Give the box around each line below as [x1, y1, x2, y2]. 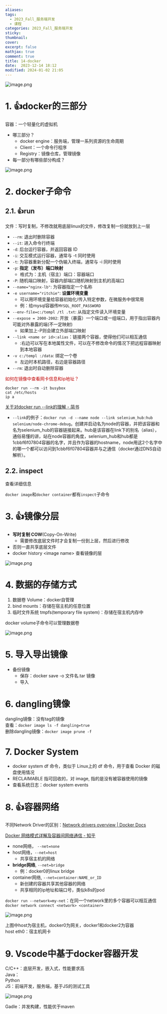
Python [5, 977, 20, 983]
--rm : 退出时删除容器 [12, 234, 55, 240]
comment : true [5, 54, 35, 59]
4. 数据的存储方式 [5, 579, 77, 590]
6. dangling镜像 [5, 698, 70, 709]
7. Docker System [5, 746, 79, 757]
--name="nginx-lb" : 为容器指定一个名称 [12, 284, 93, 290]
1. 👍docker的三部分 [5, 101, 87, 112]
